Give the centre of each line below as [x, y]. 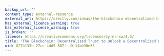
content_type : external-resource [39, 14]
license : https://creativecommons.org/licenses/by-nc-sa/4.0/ [70, 37]
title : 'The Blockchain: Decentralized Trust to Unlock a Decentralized [81, 41]
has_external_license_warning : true [42, 28]
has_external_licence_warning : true [42, 23]
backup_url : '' [20, 9]
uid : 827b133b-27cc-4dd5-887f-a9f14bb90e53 [50, 46]
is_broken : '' [20, 32]
